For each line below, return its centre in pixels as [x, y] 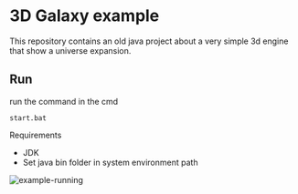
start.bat [28, 118]
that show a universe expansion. [70, 50]
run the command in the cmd [64, 101]
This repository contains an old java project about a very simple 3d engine [149, 41]
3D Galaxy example [85, 16]
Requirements [36, 135]
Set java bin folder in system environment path [110, 162]
